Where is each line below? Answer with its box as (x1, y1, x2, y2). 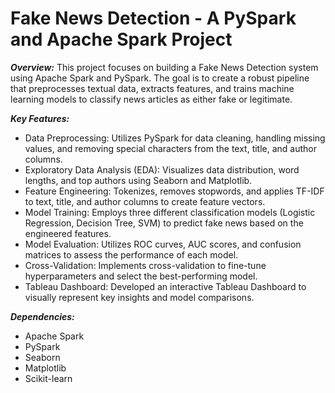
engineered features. (24, 227, 112, 239)
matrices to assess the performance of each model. (24, 248, 239, 261)
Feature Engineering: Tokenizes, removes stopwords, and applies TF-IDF (24, 185, 325, 197)
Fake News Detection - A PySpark (10, 7, 297, 30)
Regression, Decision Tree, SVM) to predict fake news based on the (24, 217, 304, 229)
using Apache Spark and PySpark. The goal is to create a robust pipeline (10, 72, 310, 84)
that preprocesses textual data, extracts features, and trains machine (10, 82, 295, 94)
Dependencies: (10, 310, 75, 322)
